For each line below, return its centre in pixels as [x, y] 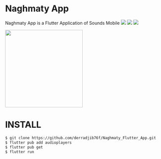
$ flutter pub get [24, 147]
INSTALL [23, 125]
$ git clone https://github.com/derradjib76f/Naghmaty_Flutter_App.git [80, 138]
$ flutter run [20, 152]
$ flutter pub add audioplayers [38, 142]
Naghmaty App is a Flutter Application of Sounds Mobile [62, 23]
